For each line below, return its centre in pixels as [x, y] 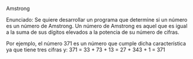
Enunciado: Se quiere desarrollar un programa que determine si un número [97, 20]
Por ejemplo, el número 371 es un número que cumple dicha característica [96, 44]
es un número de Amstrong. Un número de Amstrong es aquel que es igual [97, 26]
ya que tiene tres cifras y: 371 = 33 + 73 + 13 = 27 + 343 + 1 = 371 [86, 50]
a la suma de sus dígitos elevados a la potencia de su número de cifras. [93, 32]
